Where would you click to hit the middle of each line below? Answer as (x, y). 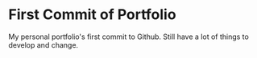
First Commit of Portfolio (92, 15)
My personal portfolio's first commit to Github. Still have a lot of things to (129, 37)
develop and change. (44, 44)
